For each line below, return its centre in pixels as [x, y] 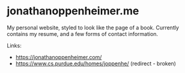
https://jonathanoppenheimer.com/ [59, 57]
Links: [14, 45]
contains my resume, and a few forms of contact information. [83, 34]
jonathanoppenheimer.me [73, 11]
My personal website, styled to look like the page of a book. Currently [93, 28]
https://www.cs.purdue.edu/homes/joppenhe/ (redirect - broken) [96, 63]
